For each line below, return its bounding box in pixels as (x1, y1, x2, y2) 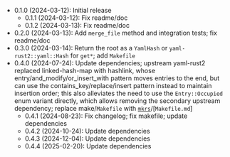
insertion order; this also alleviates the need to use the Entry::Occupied (14, 89, 223, 97)
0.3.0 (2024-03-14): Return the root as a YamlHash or (14, 44, 168, 52)
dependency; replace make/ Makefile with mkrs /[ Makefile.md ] (14, 104, 193, 112)
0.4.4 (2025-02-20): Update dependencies (24, 142, 152, 150)
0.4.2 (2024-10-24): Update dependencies (24, 127, 151, 135)
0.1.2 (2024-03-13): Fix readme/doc (24, 21, 130, 29)
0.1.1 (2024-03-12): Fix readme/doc (24, 13, 128, 22)
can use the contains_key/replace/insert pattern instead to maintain (14, 82, 212, 90)
